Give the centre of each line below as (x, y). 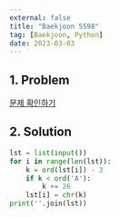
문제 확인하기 (33, 103)
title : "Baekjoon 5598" (55, 26)
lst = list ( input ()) (49, 153)
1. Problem (40, 79)
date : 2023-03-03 (42, 43)
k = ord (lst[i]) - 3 (64, 170)
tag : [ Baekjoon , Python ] (56, 35)
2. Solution (41, 132)
